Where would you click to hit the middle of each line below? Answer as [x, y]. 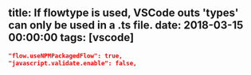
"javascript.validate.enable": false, [73, 63]
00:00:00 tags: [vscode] [71, 37]
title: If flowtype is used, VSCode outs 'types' [124, 13]
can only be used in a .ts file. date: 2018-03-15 [126, 26]
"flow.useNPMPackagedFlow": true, [66, 56]
